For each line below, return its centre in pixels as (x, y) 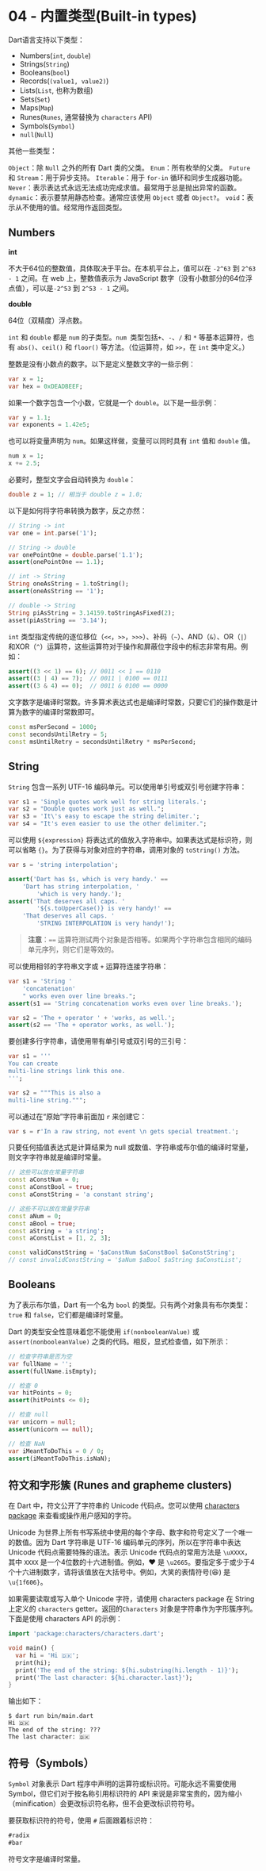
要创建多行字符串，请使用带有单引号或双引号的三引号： (98, 1041)
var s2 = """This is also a (55, 1093)
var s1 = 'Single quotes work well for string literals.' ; (108, 802)
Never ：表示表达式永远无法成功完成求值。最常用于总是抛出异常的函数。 (125, 187)
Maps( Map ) (36, 107)
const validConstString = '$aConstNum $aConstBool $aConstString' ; (122, 1253)
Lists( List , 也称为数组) (56, 90)
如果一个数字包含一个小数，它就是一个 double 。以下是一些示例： (114, 402)
